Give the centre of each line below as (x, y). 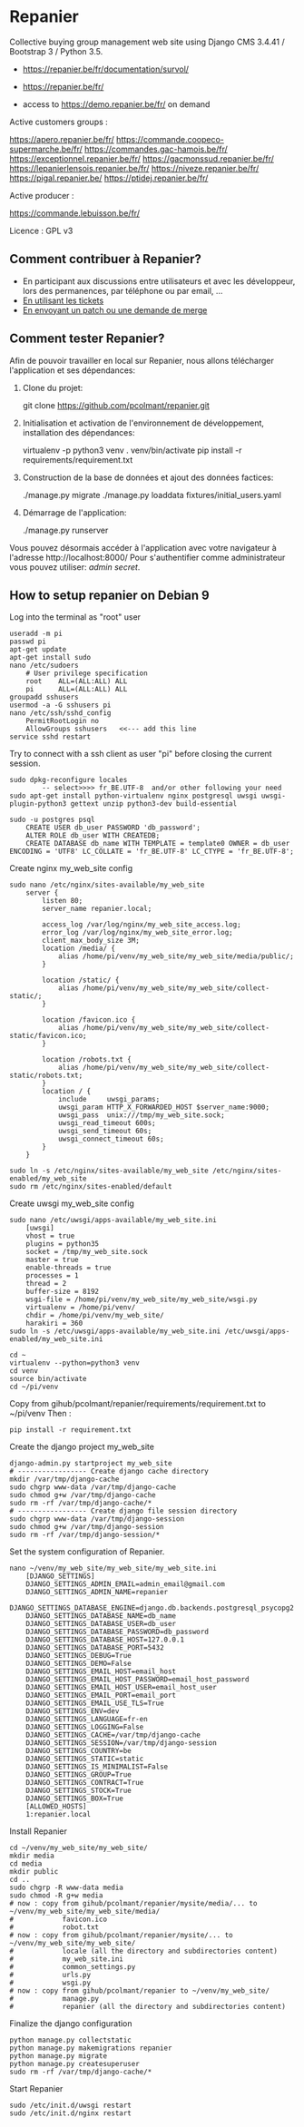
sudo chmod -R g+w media (56, 1896)
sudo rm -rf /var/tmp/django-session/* (85, 1535)
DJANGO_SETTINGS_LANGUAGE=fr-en (87, 1720)
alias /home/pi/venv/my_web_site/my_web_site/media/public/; (176, 956)
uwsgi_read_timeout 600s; (107, 1123)
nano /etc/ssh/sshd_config (60, 713)
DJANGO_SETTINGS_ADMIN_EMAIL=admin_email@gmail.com (125, 1584)
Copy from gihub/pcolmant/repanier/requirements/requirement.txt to (137, 1404)
